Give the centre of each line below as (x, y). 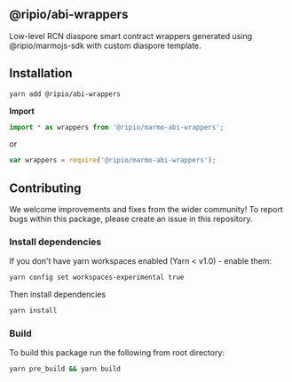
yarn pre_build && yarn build (65, 369)
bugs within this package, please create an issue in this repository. (131, 219)
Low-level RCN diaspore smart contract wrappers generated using (131, 36)
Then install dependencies (58, 294)
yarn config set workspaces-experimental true (97, 278)
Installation (41, 73)
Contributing (45, 188)
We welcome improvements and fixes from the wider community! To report (146, 210)
